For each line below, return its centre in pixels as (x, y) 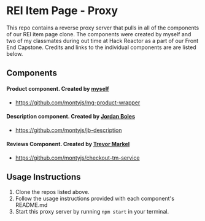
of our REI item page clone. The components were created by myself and (99, 34)
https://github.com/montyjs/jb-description (68, 130)
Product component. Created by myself (58, 88)
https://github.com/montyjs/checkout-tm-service (77, 158)
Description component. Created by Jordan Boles (71, 117)
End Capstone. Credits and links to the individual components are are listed (101, 47)
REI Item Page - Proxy (62, 11)
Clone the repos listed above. (52, 192)
